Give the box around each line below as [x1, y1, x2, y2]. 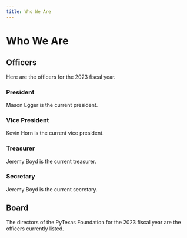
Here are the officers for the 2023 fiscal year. [6, 73, 116, 80]
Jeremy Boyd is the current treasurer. [6, 158, 97, 165]
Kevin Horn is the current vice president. [6, 129, 104, 136]
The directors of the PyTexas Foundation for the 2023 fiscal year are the [6, 219, 181, 226]
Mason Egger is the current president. [6, 101, 98, 108]
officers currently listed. [6, 225, 64, 232]
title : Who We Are [6, 8, 51, 15]
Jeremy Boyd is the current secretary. [6, 185, 98, 193]
